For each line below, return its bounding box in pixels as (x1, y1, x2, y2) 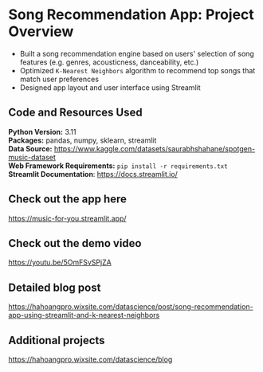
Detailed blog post (8, 280, 101, 294)
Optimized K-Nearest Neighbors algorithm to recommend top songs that (19, 65, 256, 75)
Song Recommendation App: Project (8, 6, 255, 24)
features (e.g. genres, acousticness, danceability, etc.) (19, 57, 199, 67)
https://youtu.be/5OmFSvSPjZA (8, 257, 112, 268)
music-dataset (8, 152, 56, 162)
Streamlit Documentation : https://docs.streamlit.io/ (8, 169, 178, 178)
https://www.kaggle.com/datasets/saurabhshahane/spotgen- (53, 143, 256, 153)
